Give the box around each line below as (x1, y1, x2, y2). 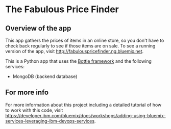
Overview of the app (5, 24, 71, 33)
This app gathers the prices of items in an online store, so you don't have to (5, 37, 164, 43)
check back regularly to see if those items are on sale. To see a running (5, 43, 156, 49)
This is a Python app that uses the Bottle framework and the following (5, 58, 152, 64)
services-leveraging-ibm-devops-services (5, 118, 95, 124)
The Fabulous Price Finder (5, 4, 119, 15)
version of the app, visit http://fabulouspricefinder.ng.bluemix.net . (5, 48, 144, 54)
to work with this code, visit (5, 107, 63, 113)
